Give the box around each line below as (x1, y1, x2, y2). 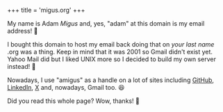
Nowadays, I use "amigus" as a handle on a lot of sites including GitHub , (7, 76, 214, 84)
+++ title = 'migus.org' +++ (7, 6, 85, 14)
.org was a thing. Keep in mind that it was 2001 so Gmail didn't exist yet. (7, 48, 213, 56)
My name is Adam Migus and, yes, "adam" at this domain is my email (7, 19, 205, 27)
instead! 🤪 (7, 63, 36, 70)
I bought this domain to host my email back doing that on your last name (7, 40, 215, 48)
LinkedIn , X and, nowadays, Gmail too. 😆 (7, 83, 125, 91)
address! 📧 (7, 27, 38, 35)
